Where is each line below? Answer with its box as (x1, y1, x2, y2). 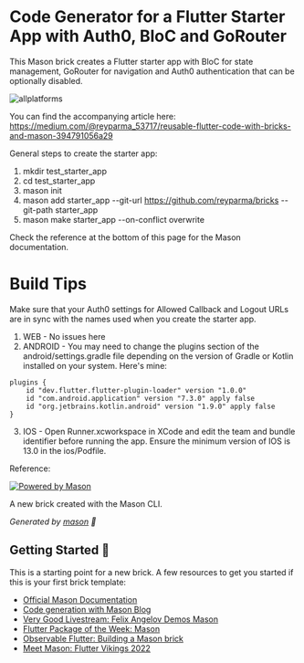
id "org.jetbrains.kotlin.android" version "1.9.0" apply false (26, 402, 276, 411)
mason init (22, 184, 62, 195)
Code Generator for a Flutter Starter (9, 6, 286, 27)
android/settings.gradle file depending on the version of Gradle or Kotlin (22, 350, 294, 362)
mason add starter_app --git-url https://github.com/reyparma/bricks (22, 195, 279, 205)
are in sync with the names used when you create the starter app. (9, 313, 257, 324)
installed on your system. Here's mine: (22, 360, 167, 371)
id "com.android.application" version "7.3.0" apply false (26, 394, 256, 403)
